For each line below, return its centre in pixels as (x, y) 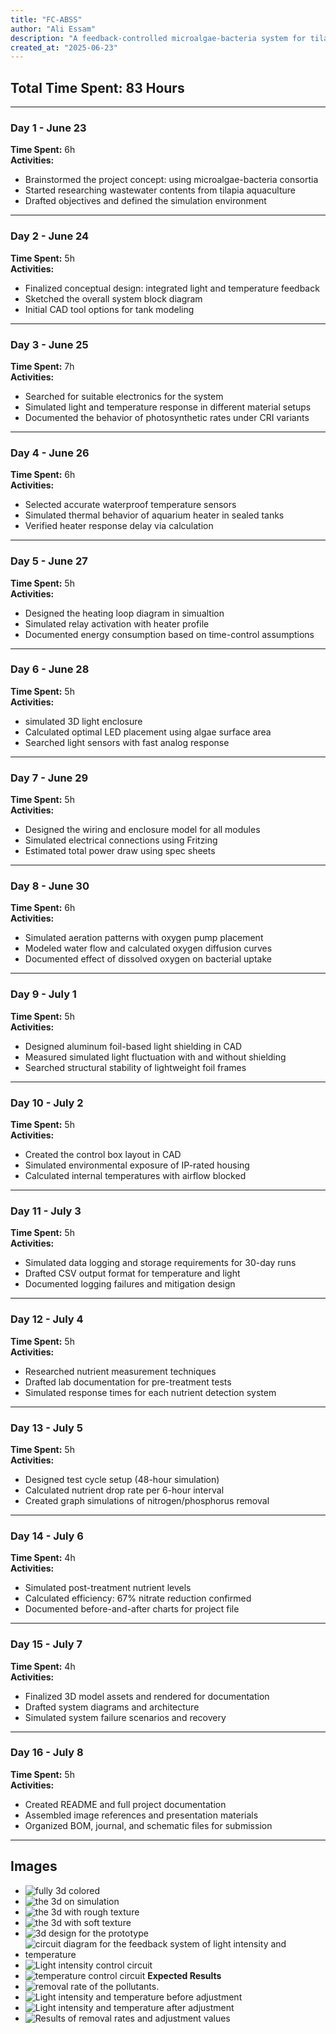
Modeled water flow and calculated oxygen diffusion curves (148, 948)
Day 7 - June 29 (49, 778)
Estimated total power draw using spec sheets (120, 851)
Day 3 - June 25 (49, 344)
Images (34, 1866)
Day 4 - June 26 (50, 453)
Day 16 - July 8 (47, 1753)
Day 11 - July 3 (46, 1211)
